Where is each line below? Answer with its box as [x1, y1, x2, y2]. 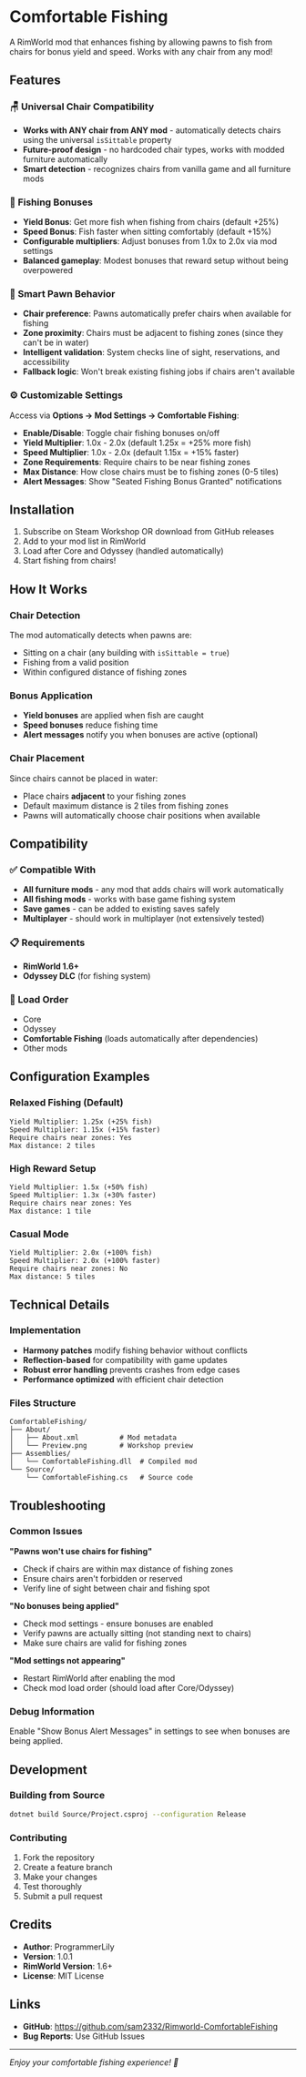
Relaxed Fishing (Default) [9, 1096, 124, 1109]
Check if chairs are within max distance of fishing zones [22, 1563, 234, 1574]
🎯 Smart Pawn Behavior [9, 287, 116, 300]
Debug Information [9, 1705, 96, 1717]
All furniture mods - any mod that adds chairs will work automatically [22, 884, 284, 895]
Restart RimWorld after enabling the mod [22, 1673, 176, 1684]
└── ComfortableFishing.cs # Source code [25, 1473, 194, 1482]
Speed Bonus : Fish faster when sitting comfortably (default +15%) [22, 226, 271, 237]
